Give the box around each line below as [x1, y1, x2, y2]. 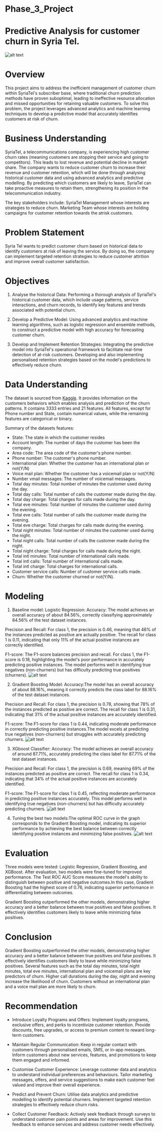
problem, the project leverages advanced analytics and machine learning [5, 106, 150, 112]
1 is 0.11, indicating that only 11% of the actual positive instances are [5, 637, 139, 643]
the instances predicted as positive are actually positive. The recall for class [5, 632, 156, 637]
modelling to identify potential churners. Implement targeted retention [12, 1096, 151, 1102]
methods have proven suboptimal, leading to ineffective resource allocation [5, 96, 155, 101]
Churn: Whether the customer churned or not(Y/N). [12, 574, 115, 580]
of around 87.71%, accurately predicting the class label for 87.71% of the [12, 751, 156, 757]
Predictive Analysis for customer [5, 26, 140, 37]
